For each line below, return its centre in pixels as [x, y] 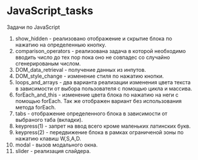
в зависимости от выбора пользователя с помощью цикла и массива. [104, 88]
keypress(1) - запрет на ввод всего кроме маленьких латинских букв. [103, 126]
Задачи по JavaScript [34, 27]
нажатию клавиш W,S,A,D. [48, 138]
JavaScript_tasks [50, 11]
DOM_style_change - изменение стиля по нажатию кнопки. [90, 76]
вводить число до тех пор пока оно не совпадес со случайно [93, 57]
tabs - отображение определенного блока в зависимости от [91, 114]
